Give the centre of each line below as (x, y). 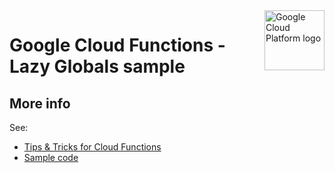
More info (40, 103)
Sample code (51, 157)
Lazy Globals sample (97, 66)
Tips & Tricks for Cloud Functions (92, 147)
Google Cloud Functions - (117, 45)
